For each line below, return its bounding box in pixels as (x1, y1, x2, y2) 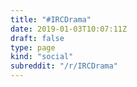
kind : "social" (10, 52, 74, 62)
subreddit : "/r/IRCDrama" (10, 61, 118, 71)
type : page (10, 42, 56, 53)
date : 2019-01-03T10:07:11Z (10, 24, 128, 34)
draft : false (10, 33, 65, 43)
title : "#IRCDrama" (10, 14, 92, 25)
